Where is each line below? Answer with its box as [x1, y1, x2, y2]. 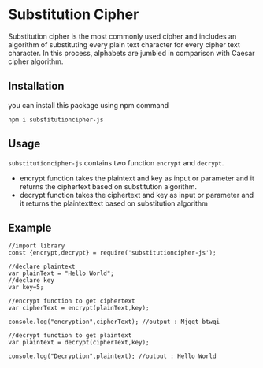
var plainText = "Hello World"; [8, 269, 114, 277]
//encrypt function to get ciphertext [8, 297, 135, 305]
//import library [8, 242, 65, 250]
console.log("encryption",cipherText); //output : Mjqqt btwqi [8, 318, 220, 326]
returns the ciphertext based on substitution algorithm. [19, 181, 197, 191]
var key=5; [8, 284, 44, 292]
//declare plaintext [8, 262, 76, 271]
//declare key [8, 277, 55, 284]
